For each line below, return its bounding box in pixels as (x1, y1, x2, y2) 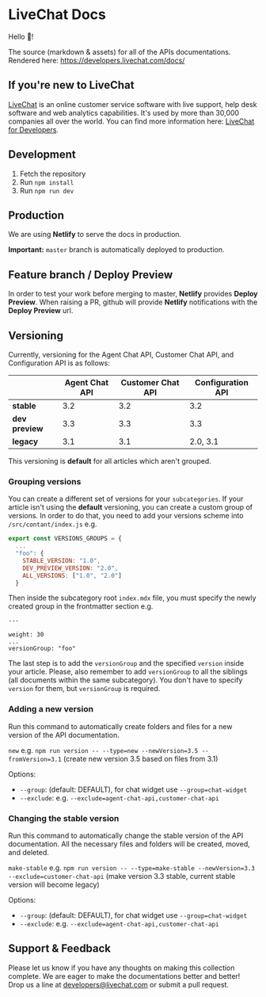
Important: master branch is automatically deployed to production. (8, 245, 225, 254)
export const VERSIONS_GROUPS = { (8, 535, 123, 543)
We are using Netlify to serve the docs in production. (8, 230, 182, 239)
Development (8, 148, 77, 162)
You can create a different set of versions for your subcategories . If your (8, 494, 244, 504)
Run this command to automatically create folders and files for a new (8, 721, 233, 731)
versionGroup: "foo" (8, 644, 77, 653)
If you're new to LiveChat (8, 78, 135, 92)
